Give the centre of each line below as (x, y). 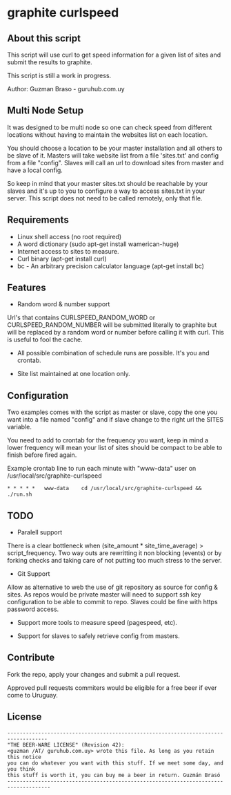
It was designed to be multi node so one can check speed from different (110, 127)
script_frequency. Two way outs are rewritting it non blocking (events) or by (114, 553)
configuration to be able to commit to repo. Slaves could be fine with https (113, 602)
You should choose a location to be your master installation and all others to (115, 148)
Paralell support (40, 532)
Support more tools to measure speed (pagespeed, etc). (97, 623)
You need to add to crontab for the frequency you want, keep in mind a (108, 440)
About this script (44, 38)
